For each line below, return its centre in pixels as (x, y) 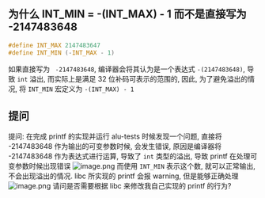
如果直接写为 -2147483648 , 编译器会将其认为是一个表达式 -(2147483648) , (127, 69)
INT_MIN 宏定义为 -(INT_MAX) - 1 (81, 89)
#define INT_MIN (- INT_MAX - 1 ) (61, 53)
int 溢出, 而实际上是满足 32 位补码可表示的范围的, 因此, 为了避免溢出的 (132, 78)
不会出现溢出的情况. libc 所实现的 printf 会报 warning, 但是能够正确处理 (123, 176)
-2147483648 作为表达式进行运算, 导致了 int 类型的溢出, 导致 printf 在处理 (129, 156)
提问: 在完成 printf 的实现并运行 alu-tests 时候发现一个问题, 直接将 (115, 136)
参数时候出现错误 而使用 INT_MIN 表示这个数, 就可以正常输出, (135, 166)
